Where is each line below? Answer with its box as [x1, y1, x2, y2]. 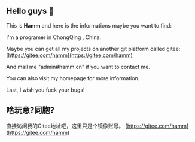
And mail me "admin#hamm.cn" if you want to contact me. [6, 63, 151, 70]
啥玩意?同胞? [6, 105, 55, 116]
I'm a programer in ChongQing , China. [6, 34, 102, 41]
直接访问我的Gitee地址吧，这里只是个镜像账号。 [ [6, 122, 127, 129]
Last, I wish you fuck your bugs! [6, 86, 85, 93]
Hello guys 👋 [6, 6, 54, 16]
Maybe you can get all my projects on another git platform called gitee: [6, 45, 181, 52]
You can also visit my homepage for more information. [6, 74, 140, 81]
